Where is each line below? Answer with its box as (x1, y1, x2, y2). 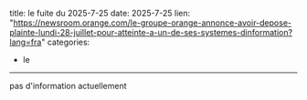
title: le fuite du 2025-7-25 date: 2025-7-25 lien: (9, 8, 191, 18)
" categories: (40, 36, 90, 47)
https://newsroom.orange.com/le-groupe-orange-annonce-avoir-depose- (13, 17, 292, 28)
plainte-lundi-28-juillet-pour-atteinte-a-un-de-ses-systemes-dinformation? (9, 27, 293, 37)
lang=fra (9, 36, 42, 47)
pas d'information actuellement (9, 81, 127, 91)
